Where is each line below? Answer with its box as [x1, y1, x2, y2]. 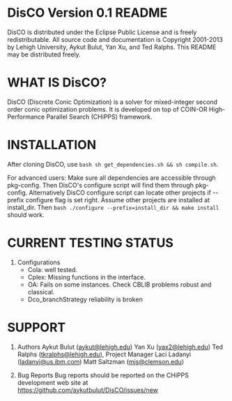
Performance [7, 112, 45, 121]
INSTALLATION [7, 137, 96, 153]
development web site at [17, 378, 88, 386]
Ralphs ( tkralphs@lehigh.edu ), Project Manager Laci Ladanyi [17, 350, 192, 358]
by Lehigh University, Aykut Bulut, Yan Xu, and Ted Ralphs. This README [7, 43, 217, 51]
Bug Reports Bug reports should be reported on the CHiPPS [17, 371, 190, 379]
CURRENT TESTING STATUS [7, 235, 174, 250]
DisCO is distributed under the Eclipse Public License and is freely [7, 28, 197, 36]
